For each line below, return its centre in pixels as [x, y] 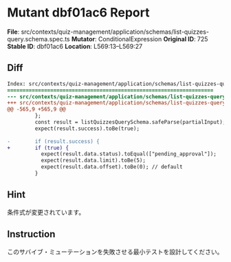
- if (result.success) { [53, 141]
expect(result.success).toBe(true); [87, 129]
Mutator [83, 39]
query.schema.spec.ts [38, 39]
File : [13, 32]
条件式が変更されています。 [46, 212]
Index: [16, 84]
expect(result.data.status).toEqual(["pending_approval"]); [129, 154]
